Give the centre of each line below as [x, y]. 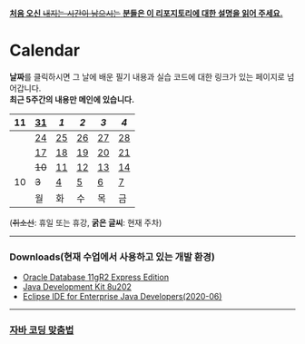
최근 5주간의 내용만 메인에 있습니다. [72, 99]
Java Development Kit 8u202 [77, 287]
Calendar [44, 50]
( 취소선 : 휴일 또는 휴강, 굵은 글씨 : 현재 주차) [86, 222]
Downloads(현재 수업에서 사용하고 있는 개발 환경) [112, 257]
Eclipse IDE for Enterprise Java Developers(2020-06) [122, 297]
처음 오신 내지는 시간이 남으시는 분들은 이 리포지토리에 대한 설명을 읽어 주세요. [146, 13]
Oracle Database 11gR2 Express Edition [96, 277]
